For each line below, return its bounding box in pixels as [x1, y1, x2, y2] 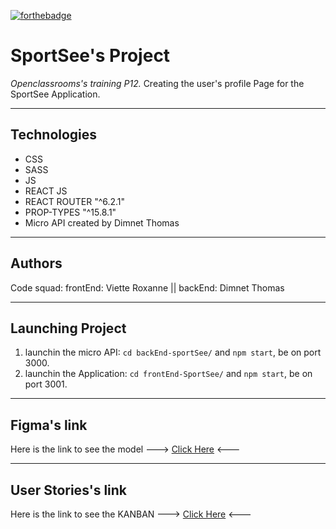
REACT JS [24, 185, 68, 197]
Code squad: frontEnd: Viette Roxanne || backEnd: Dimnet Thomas [10, 281, 285, 294]
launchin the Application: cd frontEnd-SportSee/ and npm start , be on [24, 368, 313, 380]
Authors [10, 255, 63, 272]
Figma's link [10, 416, 88, 434]
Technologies [10, 126, 98, 144]
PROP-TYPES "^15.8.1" [24, 206, 117, 218]
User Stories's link [10, 481, 128, 499]
